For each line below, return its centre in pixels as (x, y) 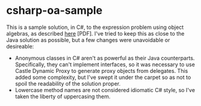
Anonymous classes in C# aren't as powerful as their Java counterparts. (105, 58)
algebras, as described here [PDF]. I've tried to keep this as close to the (96, 33)
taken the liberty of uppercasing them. (62, 96)
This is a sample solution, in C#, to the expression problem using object (95, 27)
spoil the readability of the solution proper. (68, 83)
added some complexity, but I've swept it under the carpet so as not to (103, 77)
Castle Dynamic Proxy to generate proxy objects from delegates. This (101, 70)
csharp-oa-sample (54, 11)
